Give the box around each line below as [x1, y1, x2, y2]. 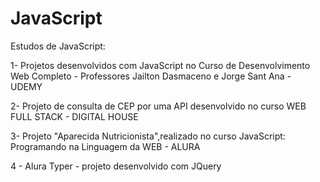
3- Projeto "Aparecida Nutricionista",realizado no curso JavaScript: [10, 130, 286, 142]
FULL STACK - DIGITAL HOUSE [10, 110, 139, 122]
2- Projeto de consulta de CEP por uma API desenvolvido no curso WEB [10, 100, 307, 112]
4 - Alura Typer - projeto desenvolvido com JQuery [10, 160, 222, 172]
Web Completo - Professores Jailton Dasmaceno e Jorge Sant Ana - [10, 70, 292, 82]
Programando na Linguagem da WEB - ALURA [10, 140, 201, 152]
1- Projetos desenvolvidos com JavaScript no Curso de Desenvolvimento [10, 59, 311, 71]
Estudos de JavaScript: [10, 40, 106, 52]
